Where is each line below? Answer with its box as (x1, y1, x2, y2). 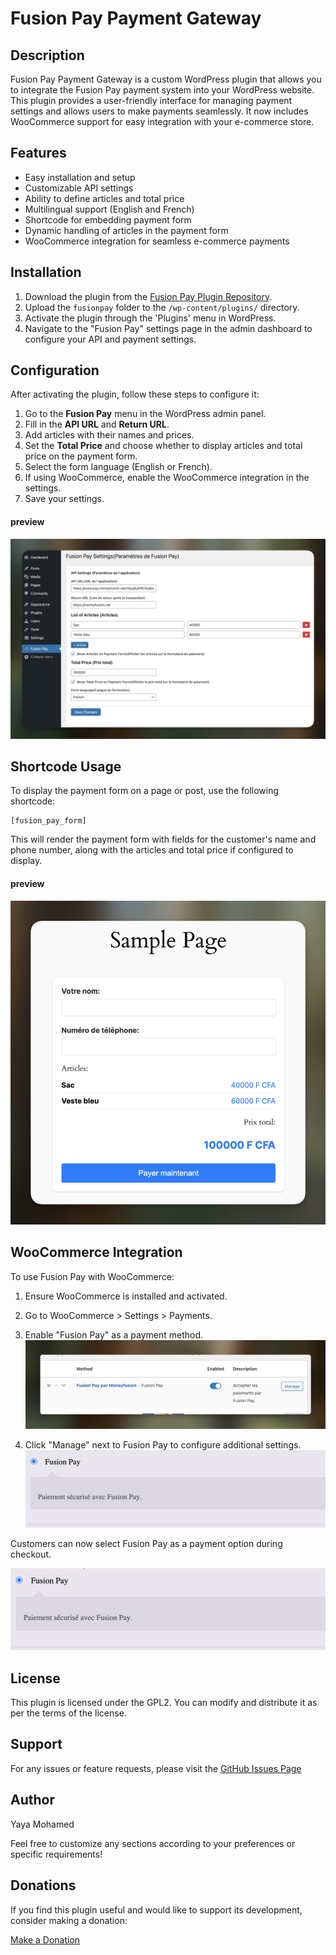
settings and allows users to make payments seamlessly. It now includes (10, 105, 309, 117)
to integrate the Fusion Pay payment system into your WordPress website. (10, 84, 315, 96)
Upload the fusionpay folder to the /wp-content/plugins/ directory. (24, 301, 300, 313)
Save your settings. (24, 493, 105, 505)
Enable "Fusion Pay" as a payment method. (24, 1328, 204, 1341)
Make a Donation (10, 1933, 81, 1946)
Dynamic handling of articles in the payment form (24, 224, 229, 236)
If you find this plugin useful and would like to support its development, (10, 1903, 303, 1916)
